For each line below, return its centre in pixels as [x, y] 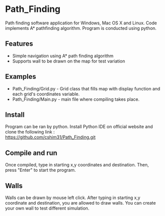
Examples [21, 77]
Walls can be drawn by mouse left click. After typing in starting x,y [73, 198]
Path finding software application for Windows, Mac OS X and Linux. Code [81, 23]
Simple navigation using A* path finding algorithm [63, 56]
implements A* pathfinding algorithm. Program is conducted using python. [81, 28]
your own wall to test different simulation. [47, 208]
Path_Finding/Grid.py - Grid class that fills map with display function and [86, 88]
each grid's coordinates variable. [46, 94]
